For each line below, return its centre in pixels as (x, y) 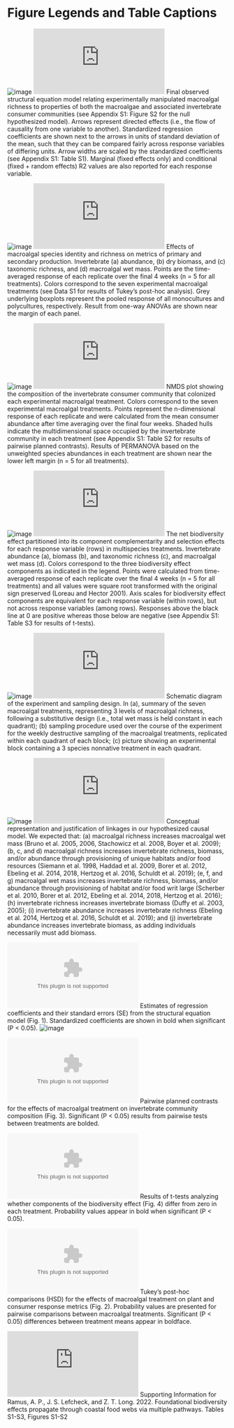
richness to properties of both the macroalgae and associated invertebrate (115, 106)
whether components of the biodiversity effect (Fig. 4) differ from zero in (112, 1203)
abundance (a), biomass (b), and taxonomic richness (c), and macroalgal (112, 556)
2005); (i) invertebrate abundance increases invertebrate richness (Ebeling (115, 910)
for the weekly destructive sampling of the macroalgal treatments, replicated (117, 733)
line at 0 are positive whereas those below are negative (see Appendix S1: (114, 615)
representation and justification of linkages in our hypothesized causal (108, 828)
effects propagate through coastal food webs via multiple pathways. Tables (116, 1409)
